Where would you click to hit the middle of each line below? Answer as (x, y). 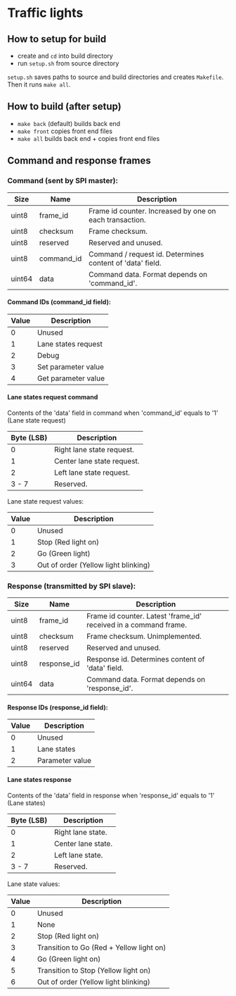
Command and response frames (79, 161)
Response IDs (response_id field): (58, 707)
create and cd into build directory (65, 56)
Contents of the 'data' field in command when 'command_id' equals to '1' (113, 413)
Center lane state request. (97, 461)
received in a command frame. (137, 625)
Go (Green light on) (69, 959)
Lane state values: (34, 884)
